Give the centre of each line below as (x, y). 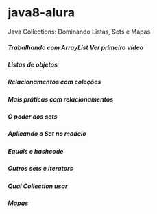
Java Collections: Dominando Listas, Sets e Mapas (79, 32)
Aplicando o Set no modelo (47, 134)
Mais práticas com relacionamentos (61, 99)
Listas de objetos (33, 64)
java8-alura (41, 13)
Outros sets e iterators (41, 169)
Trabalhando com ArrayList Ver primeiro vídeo (76, 47)
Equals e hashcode (36, 151)
